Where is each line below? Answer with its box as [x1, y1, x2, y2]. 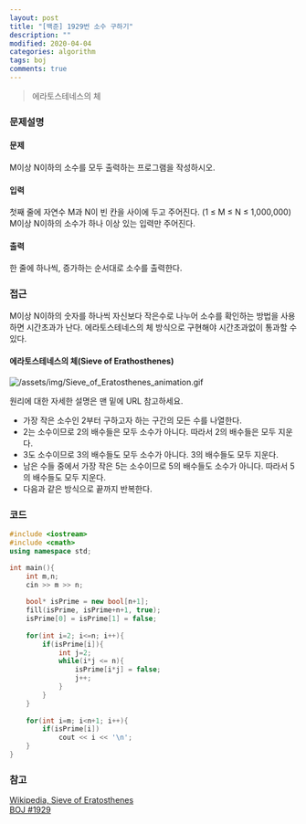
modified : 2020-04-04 [9, 38, 92, 48]
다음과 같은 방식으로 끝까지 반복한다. [22, 483, 153, 494]
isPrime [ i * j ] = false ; [74, 665, 162, 674]
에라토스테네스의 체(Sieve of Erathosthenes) [9, 355, 174, 366]
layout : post [9, 13, 59, 23]
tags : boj [9, 56, 47, 65]
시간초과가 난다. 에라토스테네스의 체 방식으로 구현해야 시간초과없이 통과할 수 [26, 322, 298, 333]
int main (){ [9, 563, 55, 572]
